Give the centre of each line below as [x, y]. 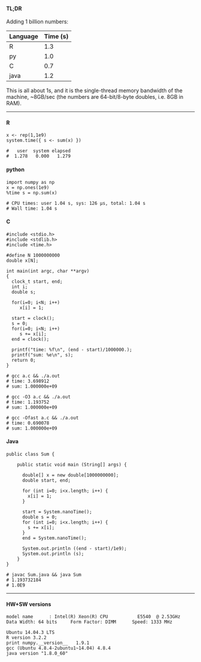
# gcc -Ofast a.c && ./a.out [42, 418]
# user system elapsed [38, 151]
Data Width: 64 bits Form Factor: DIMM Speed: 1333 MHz [89, 622]
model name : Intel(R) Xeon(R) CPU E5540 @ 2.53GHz [93, 617]
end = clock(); [31, 339]
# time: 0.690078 [28, 423]
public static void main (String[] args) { [72, 465]
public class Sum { [31, 454]
